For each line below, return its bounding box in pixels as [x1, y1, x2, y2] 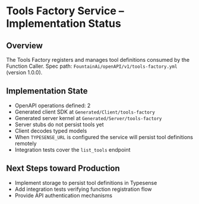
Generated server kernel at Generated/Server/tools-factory [14, 114, 162, 121]
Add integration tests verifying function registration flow [14, 186, 152, 193]
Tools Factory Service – [6, 4, 124, 18]
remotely [14, 140, 37, 147]
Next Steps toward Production [6, 164, 120, 174]
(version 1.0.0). [6, 69, 43, 76]
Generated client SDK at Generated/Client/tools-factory [14, 108, 156, 115]
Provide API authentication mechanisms [14, 192, 113, 199]
